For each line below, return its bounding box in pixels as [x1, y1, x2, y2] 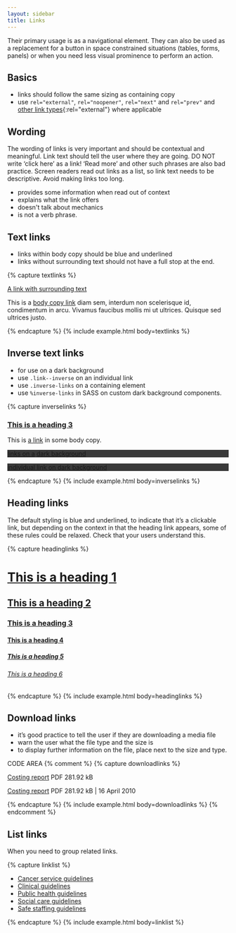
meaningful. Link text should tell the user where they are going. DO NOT [7, 152, 216, 161]
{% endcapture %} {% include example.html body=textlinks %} [7, 327, 190, 335]
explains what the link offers [17, 195, 100, 205]
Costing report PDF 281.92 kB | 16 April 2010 [7, 787, 136, 795]
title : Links [7, 17, 46, 24]
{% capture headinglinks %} [7, 544, 89, 553]
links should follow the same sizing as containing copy [17, 90, 176, 99]
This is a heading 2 [7, 597, 91, 609]
